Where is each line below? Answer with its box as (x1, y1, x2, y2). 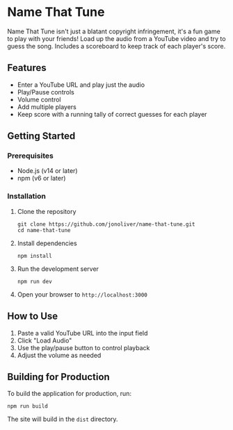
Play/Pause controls (17, 88, 74, 96)
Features (7, 62, 47, 74)
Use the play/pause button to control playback (17, 343, 150, 352)
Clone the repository (17, 207, 77, 215)
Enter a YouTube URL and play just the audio (17, 81, 145, 89)
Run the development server (17, 265, 99, 273)
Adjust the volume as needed (17, 351, 102, 359)
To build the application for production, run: (7, 390, 132, 398)
